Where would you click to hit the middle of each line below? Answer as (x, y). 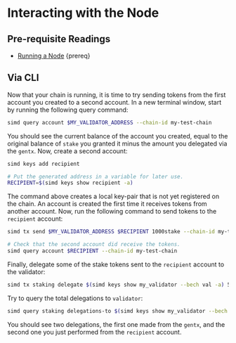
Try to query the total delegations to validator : (75, 298)
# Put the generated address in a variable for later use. (96, 176)
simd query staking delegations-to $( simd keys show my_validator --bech (118, 311)
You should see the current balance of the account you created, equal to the (118, 136)
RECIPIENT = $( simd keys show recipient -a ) (70, 183)
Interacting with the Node (83, 13)
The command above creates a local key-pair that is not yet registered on (113, 196)
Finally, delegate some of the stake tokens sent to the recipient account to (116, 264)
